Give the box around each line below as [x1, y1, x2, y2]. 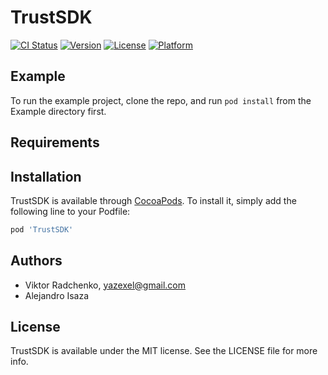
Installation [10, 168, 82, 185]
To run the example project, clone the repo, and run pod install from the [10, 94, 312, 106]
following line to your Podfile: [10, 205, 131, 217]
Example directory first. [10, 105, 107, 117]
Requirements [10, 134, 100, 151]
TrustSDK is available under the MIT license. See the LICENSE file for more [10, 345, 318, 357]
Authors [10, 252, 63, 270]
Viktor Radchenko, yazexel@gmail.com [24, 279, 187, 291]
